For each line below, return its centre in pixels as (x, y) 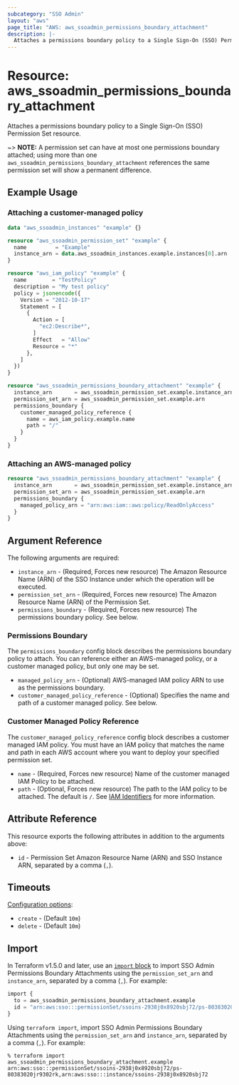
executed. (32, 587)
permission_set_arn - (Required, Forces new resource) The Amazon (117, 595)
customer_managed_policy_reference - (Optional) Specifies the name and (123, 695)
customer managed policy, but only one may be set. (83, 666)
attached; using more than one (52, 155)
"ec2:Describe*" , (65, 327)
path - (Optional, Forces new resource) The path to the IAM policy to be (122, 789)
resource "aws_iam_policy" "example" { (67, 273)
